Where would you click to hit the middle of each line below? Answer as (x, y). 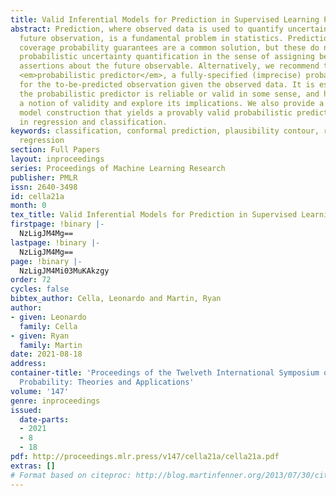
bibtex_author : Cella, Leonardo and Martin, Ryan (116, 299)
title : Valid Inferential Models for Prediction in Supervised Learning (165, 19)
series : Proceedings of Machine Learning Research (118, 168)
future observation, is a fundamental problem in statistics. (151, 38)
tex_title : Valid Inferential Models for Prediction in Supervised (154, 215)
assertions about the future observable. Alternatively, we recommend (169, 66)
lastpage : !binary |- (55, 242)
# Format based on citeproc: (71, 475)
